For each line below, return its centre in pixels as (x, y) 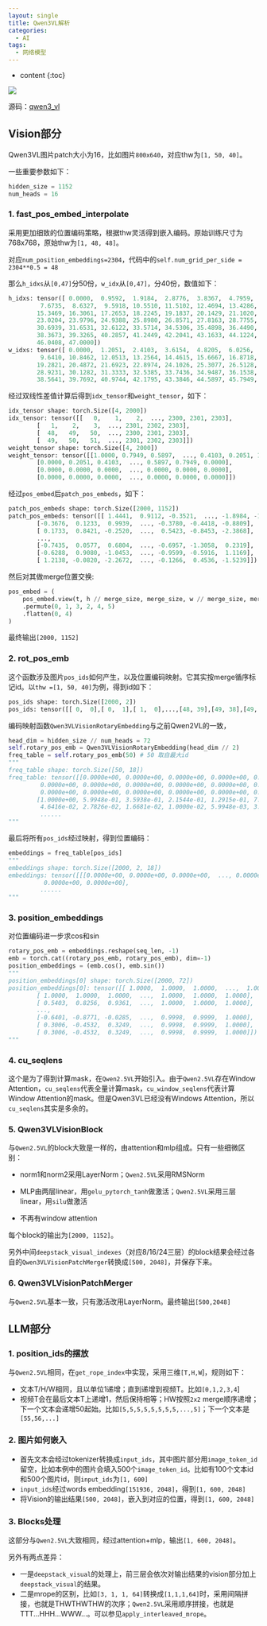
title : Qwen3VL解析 (39, 23)
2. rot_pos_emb (39, 658)
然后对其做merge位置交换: (51, 576)
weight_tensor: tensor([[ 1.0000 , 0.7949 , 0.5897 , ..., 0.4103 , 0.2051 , (131, 455)
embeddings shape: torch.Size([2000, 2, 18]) (85, 867)
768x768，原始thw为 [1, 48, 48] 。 (66, 243)
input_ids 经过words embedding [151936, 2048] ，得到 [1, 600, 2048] (133, 1488)
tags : (17, 45)
